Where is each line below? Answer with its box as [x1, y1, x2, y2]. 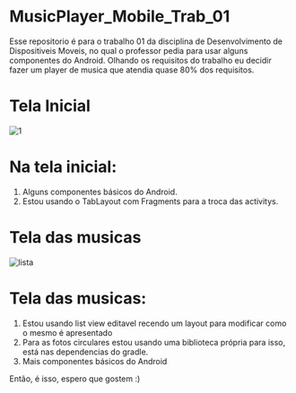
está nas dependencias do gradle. [22, 346, 149, 357]
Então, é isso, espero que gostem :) [9, 373, 141, 384]
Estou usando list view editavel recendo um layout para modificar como [22, 318, 287, 329]
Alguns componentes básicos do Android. [22, 186, 178, 197]
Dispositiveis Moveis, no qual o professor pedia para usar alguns [9, 45, 248, 56]
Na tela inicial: [9, 157, 118, 177]
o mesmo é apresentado [22, 327, 113, 337]
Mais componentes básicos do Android [22, 355, 168, 366]
